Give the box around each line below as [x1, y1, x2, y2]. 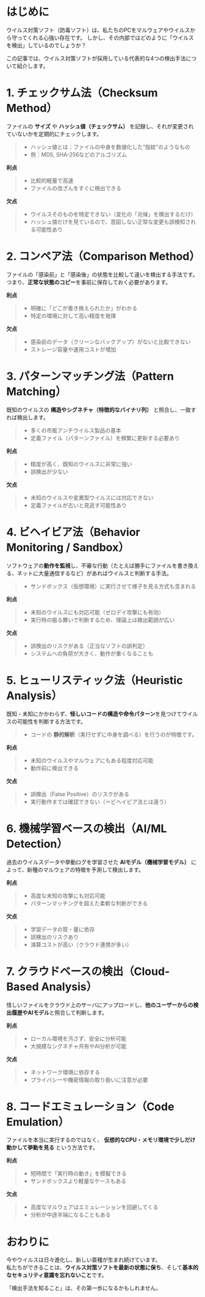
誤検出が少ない [30, 468, 68, 475]
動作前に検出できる [30, 764, 79, 771]
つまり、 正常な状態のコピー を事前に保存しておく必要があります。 [6, 278, 171, 285]
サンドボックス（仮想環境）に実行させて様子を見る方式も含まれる [30, 582, 196, 590]
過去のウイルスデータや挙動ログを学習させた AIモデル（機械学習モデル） [6, 858, 190, 865]
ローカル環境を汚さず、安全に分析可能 [30, 1035, 127, 1042]
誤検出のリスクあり [30, 933, 79, 941]
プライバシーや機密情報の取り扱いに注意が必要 [30, 1076, 148, 1083]
